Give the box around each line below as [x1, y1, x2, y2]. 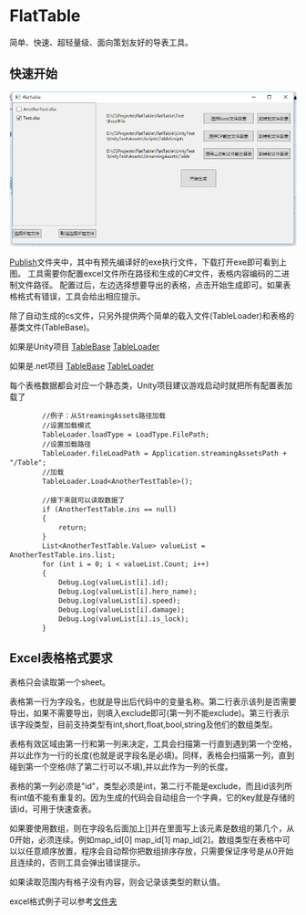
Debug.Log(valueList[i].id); [57, 577, 169, 587]
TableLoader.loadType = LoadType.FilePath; [42, 430, 209, 439]
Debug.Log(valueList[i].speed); [57, 595, 181, 605]
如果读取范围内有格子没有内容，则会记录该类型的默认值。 [9, 876, 225, 887]
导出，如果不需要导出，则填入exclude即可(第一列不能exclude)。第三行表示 [9, 707, 290, 718]
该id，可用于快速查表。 [9, 803, 97, 814]
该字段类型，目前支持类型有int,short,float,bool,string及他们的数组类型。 [9, 719, 278, 730]
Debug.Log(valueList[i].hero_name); [57, 586, 198, 596]
